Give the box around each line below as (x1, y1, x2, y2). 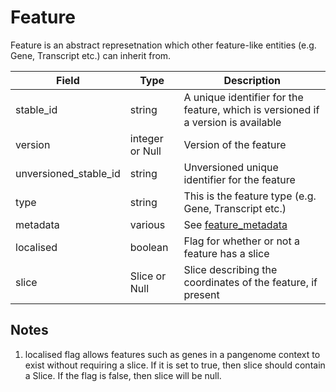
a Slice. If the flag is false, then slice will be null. (24, 369, 222, 381)
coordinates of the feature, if (183, 275, 318, 289)
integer (129, 131, 164, 145)
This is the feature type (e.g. (183, 189, 317, 203)
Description (223, 73, 281, 87)
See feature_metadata (183, 217, 288, 231)
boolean (129, 240, 169, 254)
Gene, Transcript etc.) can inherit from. (10, 49, 172, 61)
